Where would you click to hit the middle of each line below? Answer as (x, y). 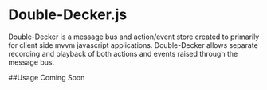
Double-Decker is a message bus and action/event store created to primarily (134, 37)
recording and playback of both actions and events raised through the (123, 53)
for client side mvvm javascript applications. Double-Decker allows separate (133, 45)
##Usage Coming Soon (47, 77)
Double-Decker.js (68, 15)
